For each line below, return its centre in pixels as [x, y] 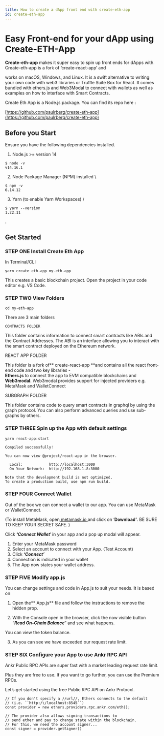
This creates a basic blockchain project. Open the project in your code [76, 280]
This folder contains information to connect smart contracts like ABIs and [79, 336]
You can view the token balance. [38, 633]
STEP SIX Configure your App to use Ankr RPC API [66, 655]
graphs [12, 416]
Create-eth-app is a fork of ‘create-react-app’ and [56, 68]
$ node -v [15, 163]
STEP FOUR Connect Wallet [38, 494]
